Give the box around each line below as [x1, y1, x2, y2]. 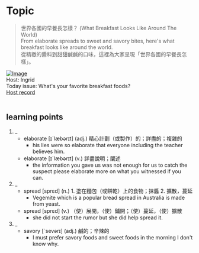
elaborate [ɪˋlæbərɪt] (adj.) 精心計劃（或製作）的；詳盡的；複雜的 [23, 135, 182, 142]
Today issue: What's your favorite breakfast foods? [6, 82, 131, 89]
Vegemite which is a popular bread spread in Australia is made [32, 194, 185, 201]
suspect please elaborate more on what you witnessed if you [32, 167, 182, 175]
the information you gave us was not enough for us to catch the [32, 161, 188, 168]
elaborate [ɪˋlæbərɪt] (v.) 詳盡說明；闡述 [23, 155, 121, 162]
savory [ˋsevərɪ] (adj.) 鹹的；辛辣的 [23, 227, 110, 234]
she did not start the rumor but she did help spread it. [32, 214, 163, 221]
